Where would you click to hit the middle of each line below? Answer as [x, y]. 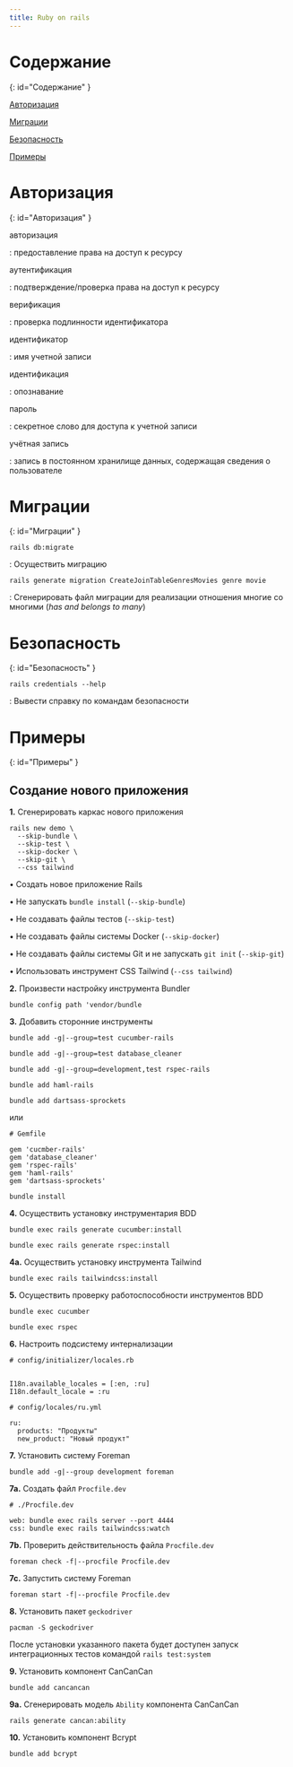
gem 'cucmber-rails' [48, 1150]
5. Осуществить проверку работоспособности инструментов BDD [137, 1295]
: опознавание [37, 391]
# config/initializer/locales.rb [72, 1361]
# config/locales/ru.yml [56, 1408]
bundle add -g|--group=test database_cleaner [95, 1054]
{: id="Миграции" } [45, 531]
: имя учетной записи [50, 356]
